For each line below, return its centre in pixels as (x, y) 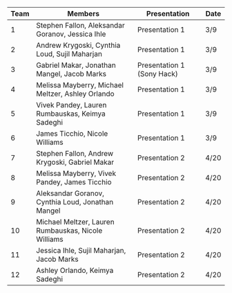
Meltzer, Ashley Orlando (76, 94)
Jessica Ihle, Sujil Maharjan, (81, 250)
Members (84, 14)
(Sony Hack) (157, 74)
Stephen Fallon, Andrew (75, 153)
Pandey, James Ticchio (74, 182)
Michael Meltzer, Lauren (76, 222)
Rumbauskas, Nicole (69, 230)
